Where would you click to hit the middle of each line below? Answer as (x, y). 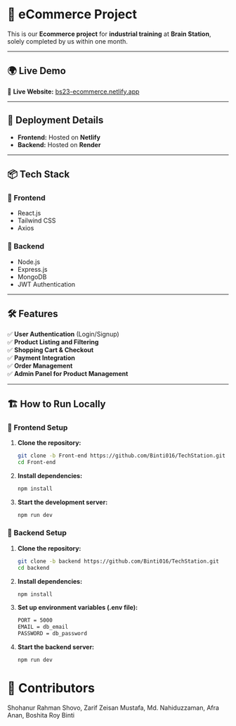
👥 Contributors (51, 688)
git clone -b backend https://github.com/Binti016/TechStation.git (118, 561)
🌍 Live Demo (37, 71)
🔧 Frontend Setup (38, 427)
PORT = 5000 (35, 620)
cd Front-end (37, 462)
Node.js (29, 262)
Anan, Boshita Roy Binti (41, 715)
